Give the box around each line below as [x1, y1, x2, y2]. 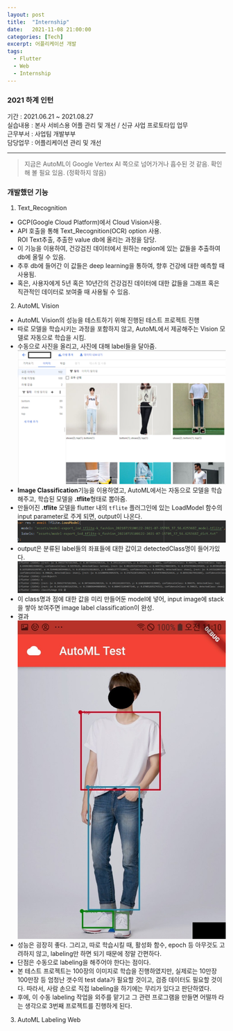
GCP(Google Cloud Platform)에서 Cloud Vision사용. [17, 218, 162, 226]
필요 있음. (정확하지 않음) [39, 168, 107, 177]
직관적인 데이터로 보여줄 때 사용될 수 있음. [17, 288, 130, 296]
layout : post [7, 11, 45, 18]
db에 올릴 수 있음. [17, 253, 66, 261]
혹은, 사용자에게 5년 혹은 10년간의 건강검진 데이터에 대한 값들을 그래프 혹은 [17, 279, 220, 288]
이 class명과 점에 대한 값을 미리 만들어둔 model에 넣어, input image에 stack [17, 595, 224, 603]
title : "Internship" [7, 18, 70, 26]
